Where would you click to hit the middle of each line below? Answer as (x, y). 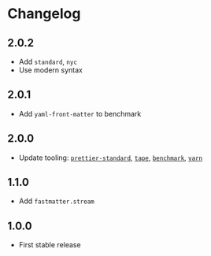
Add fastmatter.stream (57, 201)
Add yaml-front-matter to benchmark (80, 113)
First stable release (50, 245)
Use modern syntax (51, 70)
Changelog (44, 14)
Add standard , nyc (48, 61)
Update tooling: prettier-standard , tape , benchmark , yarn (110, 158)
